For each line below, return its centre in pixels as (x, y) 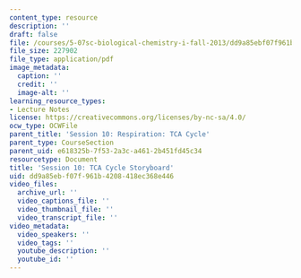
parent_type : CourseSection (62, 143)
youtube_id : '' (46, 260)
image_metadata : (39, 68)
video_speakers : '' (54, 234)
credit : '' (38, 84)
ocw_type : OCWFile (43, 126)
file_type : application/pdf (62, 59)
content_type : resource (54, 17)
